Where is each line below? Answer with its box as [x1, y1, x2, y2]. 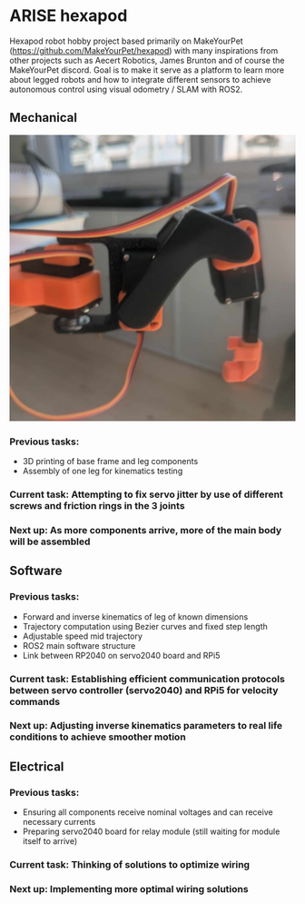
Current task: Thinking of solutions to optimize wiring [9, 859, 251, 871]
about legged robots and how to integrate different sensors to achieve [9, 74, 271, 84]
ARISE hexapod [9, 5, 128, 26]
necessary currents [22, 817, 96, 828]
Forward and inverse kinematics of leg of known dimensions [22, 611, 249, 622]
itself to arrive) [22, 836, 78, 847]
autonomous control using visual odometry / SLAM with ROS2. [9, 84, 243, 94]
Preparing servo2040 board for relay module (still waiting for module [22, 826, 280, 837]
